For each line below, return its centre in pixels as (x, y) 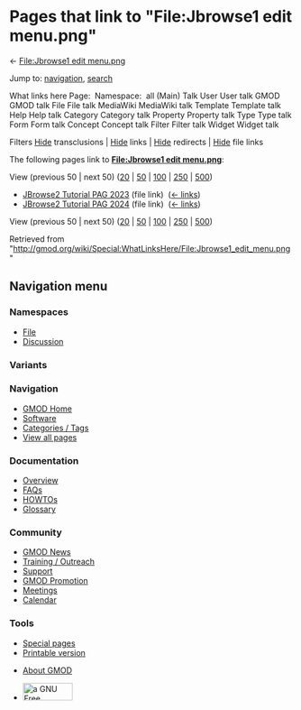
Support (37, 571)
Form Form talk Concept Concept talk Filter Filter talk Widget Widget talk (144, 124)
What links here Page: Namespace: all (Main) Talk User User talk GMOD (145, 96)
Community (36, 532)
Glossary (39, 509)
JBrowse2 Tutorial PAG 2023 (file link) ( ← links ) (111, 194)
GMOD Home (47, 409)
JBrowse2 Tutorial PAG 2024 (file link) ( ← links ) (111, 204)
